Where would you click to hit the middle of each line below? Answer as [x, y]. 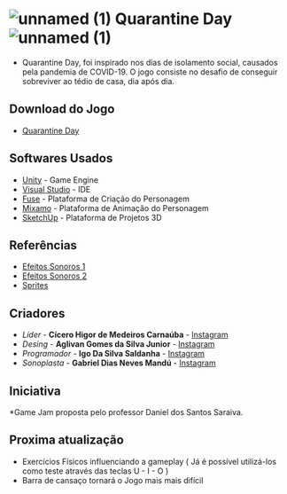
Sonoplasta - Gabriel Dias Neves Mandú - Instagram [119, 363]
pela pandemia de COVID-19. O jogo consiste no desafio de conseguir [150, 72]
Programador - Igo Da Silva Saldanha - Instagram [113, 354]
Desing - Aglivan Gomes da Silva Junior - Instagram [118, 344]
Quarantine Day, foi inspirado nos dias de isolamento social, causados [150, 62]
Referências [43, 245]
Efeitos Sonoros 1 [54, 267]
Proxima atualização [66, 440]
